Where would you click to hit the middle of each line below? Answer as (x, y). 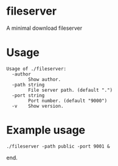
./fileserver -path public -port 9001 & (58, 146)
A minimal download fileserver (44, 28)
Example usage (46, 130)
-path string (28, 85)
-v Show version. (38, 106)
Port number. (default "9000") (68, 101)
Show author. (45, 79)
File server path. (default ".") (71, 90)
